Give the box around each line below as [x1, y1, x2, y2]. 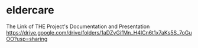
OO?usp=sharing [6, 35, 48, 42]
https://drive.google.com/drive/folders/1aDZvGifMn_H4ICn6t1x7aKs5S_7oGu [6, 29, 192, 36]
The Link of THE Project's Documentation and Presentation [6, 23, 150, 30]
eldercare [6, 4, 54, 17]
